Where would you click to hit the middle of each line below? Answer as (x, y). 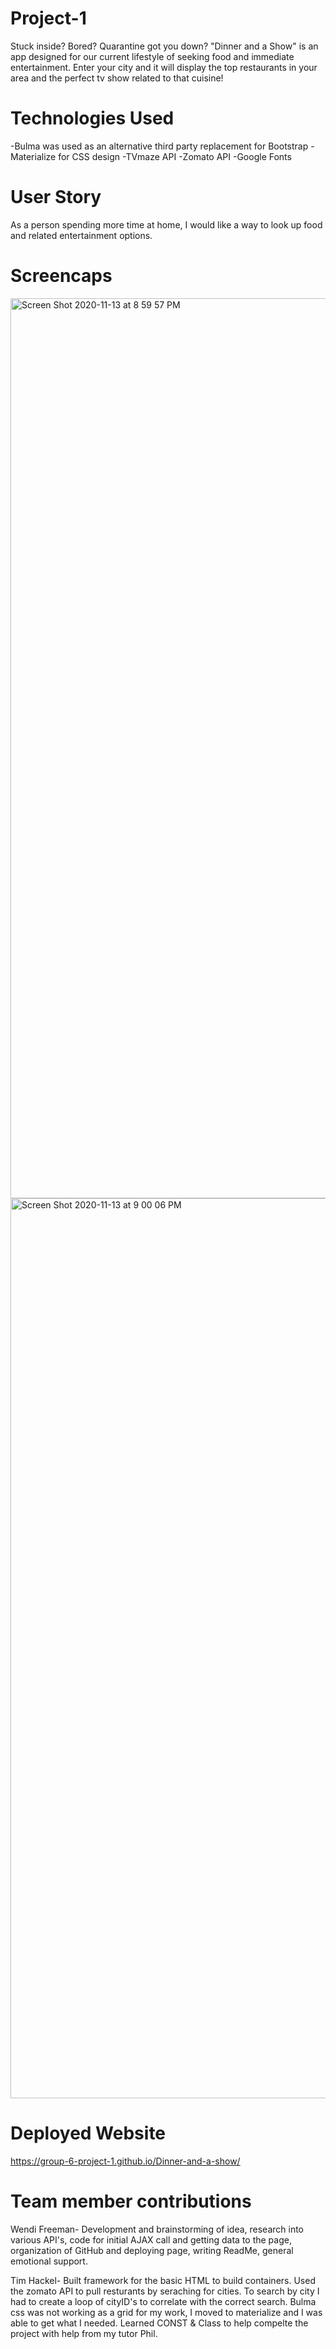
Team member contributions (131, 2201)
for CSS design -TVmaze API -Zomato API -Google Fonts (175, 156)
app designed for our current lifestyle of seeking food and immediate (152, 56)
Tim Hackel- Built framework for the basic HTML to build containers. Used (163, 2280)
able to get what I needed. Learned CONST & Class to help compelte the (159, 2323)
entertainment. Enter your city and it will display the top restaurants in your (164, 67)
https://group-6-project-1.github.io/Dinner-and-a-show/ (125, 2161)
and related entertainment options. (81, 235)
